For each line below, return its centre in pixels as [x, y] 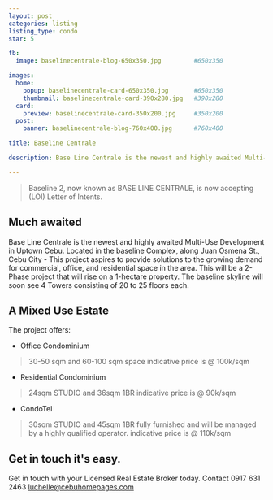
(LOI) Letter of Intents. [65, 197]
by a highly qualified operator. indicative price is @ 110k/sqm [130, 433]
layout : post [30, 16]
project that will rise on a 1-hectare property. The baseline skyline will [147, 276]
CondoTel [36, 409]
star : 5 [22, 39]
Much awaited [45, 222]
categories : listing [43, 24]
